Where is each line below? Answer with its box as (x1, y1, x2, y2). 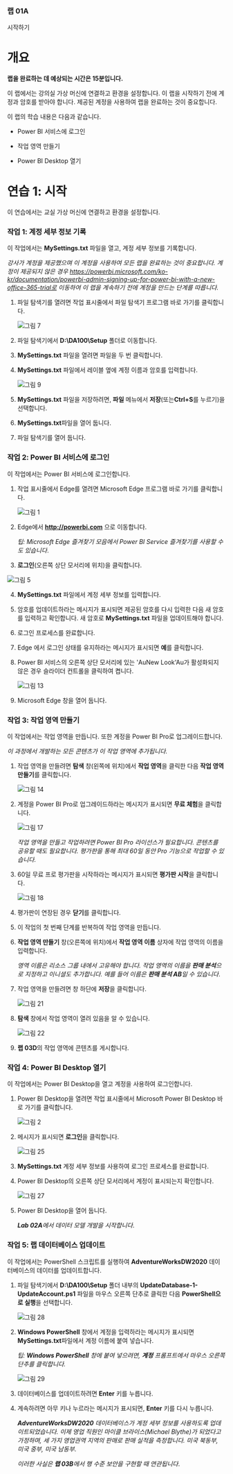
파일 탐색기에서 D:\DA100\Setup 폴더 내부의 (17, 1280, 139, 1289)
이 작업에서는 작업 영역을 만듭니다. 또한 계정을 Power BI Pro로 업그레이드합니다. (7, 732, 223, 740)
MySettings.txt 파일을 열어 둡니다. (17, 418, 112, 427)
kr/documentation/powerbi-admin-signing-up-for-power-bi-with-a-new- (7, 276, 216, 284)
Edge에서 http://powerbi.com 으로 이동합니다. (17, 523, 147, 531)
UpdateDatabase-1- (140, 1280, 198, 1289)
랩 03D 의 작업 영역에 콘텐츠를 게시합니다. (17, 1044, 129, 1052)
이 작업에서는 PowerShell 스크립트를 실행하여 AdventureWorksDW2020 (7, 1257, 208, 1266)
